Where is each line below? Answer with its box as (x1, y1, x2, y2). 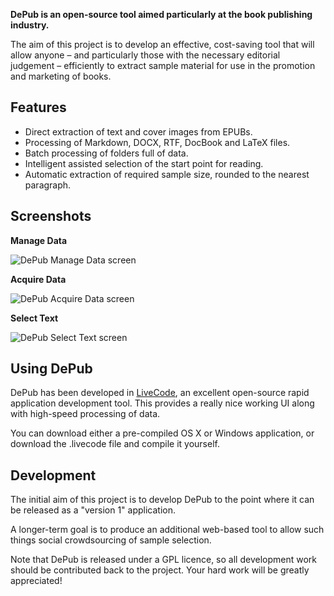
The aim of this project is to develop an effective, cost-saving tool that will (10, 39, 315, 50)
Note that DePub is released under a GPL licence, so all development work (10, 554, 317, 566)
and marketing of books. (10, 70, 112, 82)
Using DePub (10, 360, 93, 378)
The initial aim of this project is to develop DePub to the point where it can (10, 494, 315, 506)
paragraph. (24, 179, 72, 191)
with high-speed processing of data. (10, 408, 161, 420)
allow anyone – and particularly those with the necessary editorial (10, 49, 281, 61)
